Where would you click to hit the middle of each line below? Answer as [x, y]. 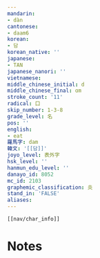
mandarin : [21, 13]
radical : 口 [24, 104]
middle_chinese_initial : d [46, 84]
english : [20, 129]
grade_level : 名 [30, 116]
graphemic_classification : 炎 [50, 187]
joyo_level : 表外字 [33, 155]
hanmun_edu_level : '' [38, 168]
